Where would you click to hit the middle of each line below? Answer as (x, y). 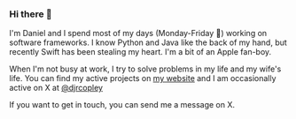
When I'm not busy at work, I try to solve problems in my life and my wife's (145, 69)
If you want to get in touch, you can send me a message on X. (122, 105)
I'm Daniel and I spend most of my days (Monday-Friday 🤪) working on (138, 33)
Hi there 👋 (31, 14)
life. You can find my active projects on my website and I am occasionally (143, 78)
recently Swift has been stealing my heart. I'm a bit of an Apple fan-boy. (140, 52)
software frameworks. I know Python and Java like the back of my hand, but (148, 42)
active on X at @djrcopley (56, 88)
